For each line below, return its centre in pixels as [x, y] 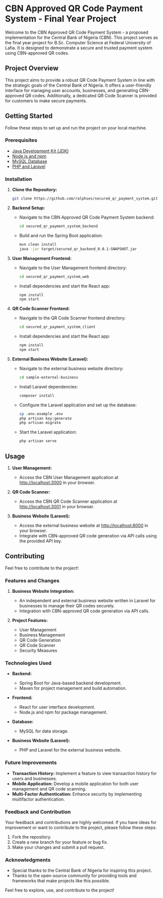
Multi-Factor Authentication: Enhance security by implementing [77, 794]
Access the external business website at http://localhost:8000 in [84, 525]
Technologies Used [28, 663]
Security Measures [38, 651]
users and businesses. [34, 778]
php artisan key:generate [45, 418]
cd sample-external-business [49, 377]
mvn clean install [38, 244]
